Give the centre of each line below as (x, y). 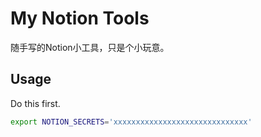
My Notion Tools (80, 18)
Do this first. (35, 103)
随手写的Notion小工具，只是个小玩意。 (90, 47)
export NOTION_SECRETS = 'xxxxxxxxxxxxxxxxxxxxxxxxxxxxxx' (131, 122)
